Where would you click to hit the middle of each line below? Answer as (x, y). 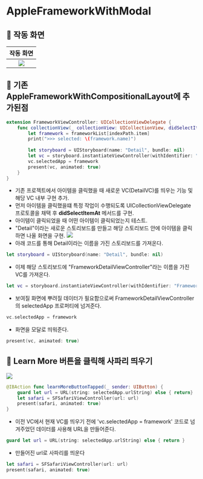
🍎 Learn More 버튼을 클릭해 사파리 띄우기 (79, 361)
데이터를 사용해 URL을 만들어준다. (76, 429)
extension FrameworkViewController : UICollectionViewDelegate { (89, 122)
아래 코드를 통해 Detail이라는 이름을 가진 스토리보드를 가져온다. (89, 243)
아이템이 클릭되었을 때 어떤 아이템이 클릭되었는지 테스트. (81, 221)
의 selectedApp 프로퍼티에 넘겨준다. (58, 306)
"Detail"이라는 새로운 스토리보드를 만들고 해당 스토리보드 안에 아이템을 (98, 228)
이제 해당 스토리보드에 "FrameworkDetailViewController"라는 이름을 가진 (102, 267)
